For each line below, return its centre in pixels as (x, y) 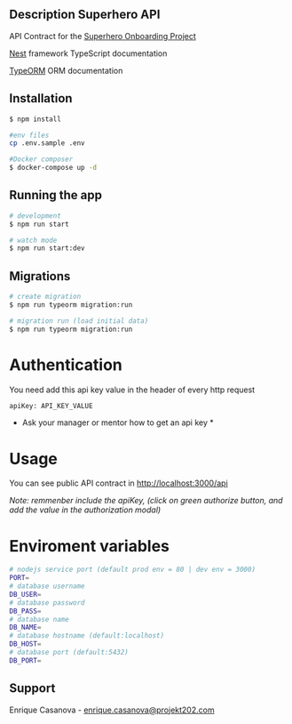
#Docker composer (41, 159)
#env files (29, 135)
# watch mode (33, 240)
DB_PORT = (25, 660)
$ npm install (36, 119)
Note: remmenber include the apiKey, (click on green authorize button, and (146, 501)
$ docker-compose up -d (53, 168)
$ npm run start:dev (47, 248)
